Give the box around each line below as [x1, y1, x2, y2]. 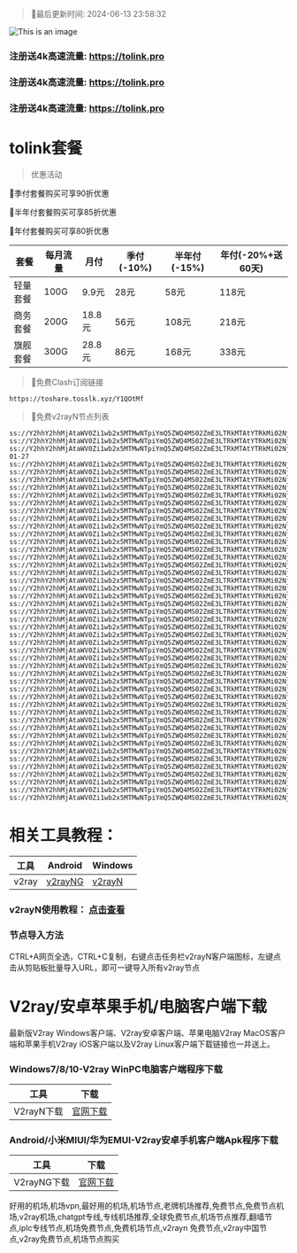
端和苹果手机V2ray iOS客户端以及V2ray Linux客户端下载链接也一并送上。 [9, 1039, 276, 1049]
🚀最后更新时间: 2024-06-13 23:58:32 [30, 9, 166, 19]
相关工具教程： [9, 825, 118, 845]
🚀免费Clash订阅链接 [30, 377, 104, 387]
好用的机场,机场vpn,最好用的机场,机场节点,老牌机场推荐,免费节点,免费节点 [9, 1201, 277, 1211]
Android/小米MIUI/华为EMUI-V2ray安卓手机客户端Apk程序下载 [9, 1134, 278, 1147]
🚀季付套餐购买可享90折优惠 [9, 188, 110, 198]
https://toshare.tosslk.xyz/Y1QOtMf [9, 394, 144, 403]
